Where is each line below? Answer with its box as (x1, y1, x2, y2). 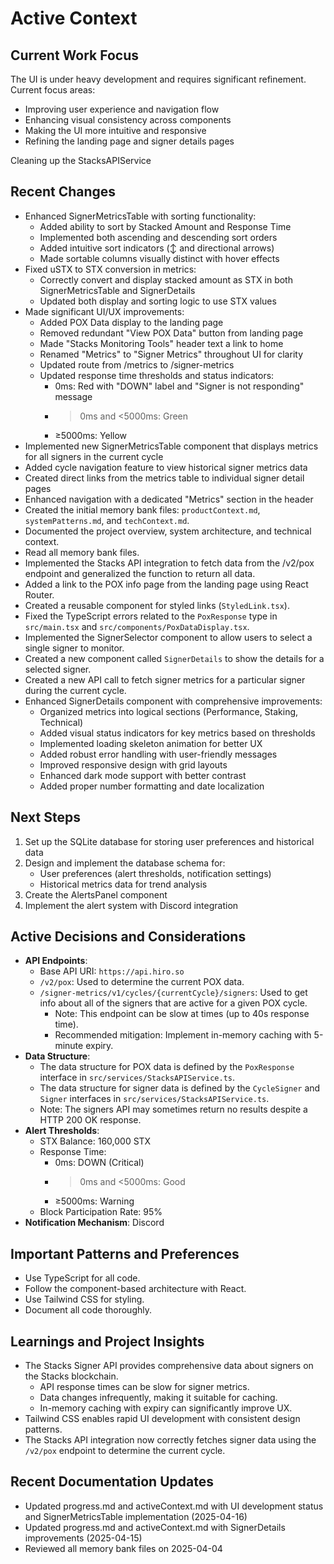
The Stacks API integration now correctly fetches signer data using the (24, 1434, 317, 1446)
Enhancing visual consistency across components (24, 114, 232, 126)
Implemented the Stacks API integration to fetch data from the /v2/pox (24, 557, 315, 569)
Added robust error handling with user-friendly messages (39, 748, 278, 760)
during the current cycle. (24, 684, 127, 696)
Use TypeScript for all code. (24, 1272, 141, 1284)
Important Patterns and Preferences (10, 1245, 240, 1262)
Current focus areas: (10, 84, 96, 96)
